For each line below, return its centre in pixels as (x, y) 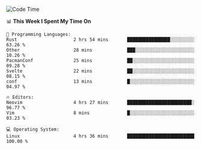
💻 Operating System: (33, 129)
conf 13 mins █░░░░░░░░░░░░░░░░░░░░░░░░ (100, 81)
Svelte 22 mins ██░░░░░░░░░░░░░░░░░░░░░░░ (100, 71)
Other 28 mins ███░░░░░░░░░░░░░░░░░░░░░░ (100, 50)
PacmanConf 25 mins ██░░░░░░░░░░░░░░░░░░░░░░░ (100, 60)
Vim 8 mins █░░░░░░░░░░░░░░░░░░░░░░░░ (100, 113)
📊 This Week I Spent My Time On (49, 21)
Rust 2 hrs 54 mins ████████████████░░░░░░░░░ (100, 39)
